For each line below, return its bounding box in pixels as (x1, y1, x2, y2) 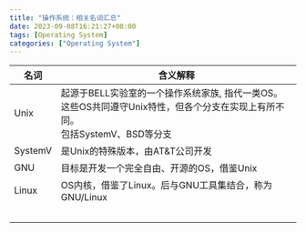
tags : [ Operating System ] (9, 30, 107, 39)
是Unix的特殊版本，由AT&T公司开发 (60, 145, 212, 157)
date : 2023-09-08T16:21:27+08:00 (9, 22, 137, 31)
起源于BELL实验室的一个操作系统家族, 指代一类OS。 (60, 87, 283, 100)
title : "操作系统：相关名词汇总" (9, 13, 121, 23)
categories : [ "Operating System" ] (9, 38, 141, 48)
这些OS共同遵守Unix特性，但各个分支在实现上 (60, 101, 258, 114)
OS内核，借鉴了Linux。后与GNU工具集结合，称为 (60, 179, 273, 192)
